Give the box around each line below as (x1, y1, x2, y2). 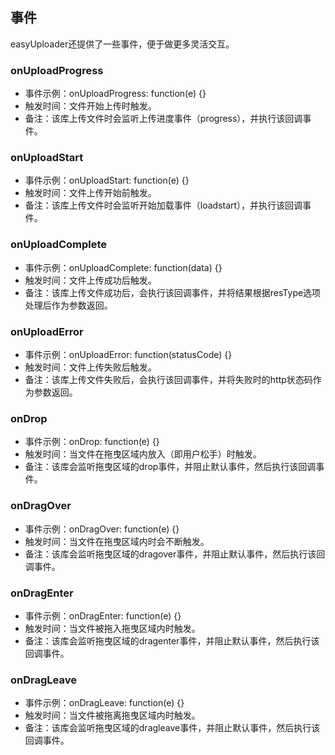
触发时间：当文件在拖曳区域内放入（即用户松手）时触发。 (24, 448, 262, 460)
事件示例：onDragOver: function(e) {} (24, 523, 180, 535)
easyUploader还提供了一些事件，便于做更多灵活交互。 (10, 38, 235, 50)
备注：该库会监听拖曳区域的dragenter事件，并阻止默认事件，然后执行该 (24, 634, 320, 647)
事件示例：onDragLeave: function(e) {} (24, 697, 185, 709)
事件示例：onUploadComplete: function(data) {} (24, 261, 223, 273)
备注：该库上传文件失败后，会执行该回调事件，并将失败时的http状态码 (24, 374, 313, 385)
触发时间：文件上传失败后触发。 (24, 361, 157, 373)
